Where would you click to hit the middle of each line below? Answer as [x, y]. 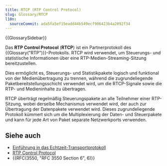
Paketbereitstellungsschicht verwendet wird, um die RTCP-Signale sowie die [83, 84]
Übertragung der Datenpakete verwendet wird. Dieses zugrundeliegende [80, 109]
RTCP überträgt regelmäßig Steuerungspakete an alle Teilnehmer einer [78, 99]
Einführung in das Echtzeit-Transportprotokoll [59, 148]
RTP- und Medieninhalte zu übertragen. [46, 89]
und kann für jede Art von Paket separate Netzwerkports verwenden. [76, 120]
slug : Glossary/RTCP [27, 14]
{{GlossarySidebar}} [26, 38]
